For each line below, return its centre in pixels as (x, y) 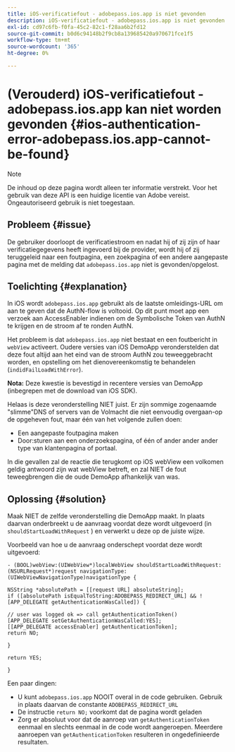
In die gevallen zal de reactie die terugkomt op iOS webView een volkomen (115, 462)
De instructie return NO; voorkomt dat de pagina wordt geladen (110, 712)
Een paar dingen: (32, 684)
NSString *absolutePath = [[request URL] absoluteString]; (96, 590)
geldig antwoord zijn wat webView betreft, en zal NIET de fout (97, 470)
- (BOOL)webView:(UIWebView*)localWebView (70, 566)
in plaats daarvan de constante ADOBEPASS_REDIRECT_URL (98, 705)
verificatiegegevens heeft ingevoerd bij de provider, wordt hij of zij (103, 249)
